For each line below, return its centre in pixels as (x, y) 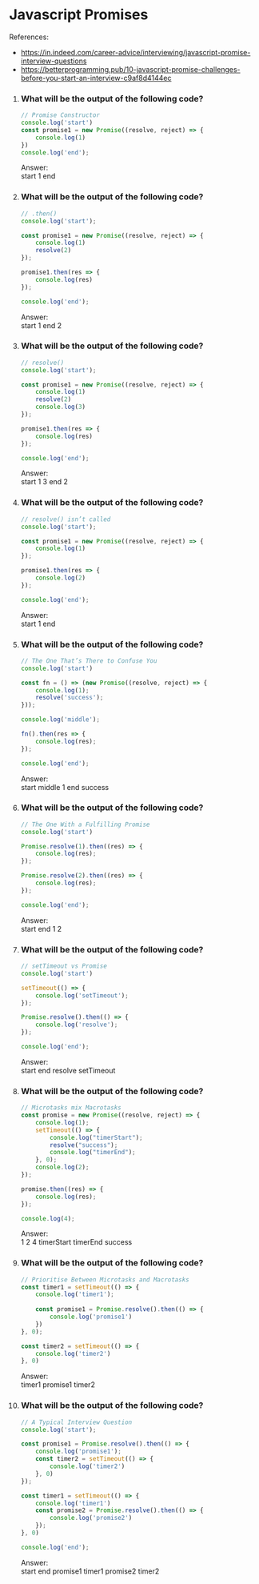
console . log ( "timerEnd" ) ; (93, 1153)
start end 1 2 (41, 928)
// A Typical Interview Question (76, 1422)
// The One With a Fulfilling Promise (85, 824)
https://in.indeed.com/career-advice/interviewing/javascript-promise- (135, 52)
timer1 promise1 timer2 (58, 1385)
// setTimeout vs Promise (64, 966)
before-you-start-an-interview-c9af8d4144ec (96, 78)
